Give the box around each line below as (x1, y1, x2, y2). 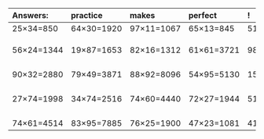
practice (70, 10, 103, 20)
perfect (188, 10, 218, 20)
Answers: (12, 10, 49, 20)
